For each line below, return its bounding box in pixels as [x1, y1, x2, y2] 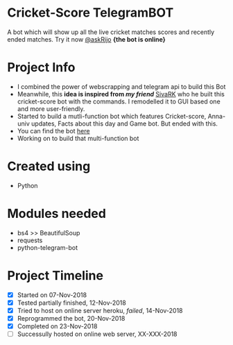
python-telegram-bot [17, 243, 78, 251]
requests [17, 236, 43, 244]
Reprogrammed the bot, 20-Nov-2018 [17, 314, 126, 322]
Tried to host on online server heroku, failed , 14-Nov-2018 [17, 306, 183, 314]
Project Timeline [7, 267, 104, 283]
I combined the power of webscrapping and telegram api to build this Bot [17, 82, 226, 91]
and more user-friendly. [17, 104, 85, 112]
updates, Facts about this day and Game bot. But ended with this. [31, 119, 218, 128]
